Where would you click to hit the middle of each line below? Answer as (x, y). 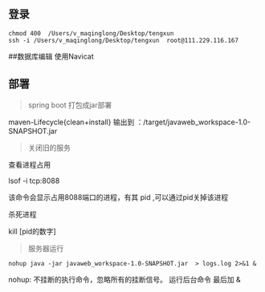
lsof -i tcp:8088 (34, 180)
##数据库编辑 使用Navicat (51, 56)
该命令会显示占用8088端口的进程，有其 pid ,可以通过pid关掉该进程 (118, 197)
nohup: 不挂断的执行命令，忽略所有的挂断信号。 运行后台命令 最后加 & (124, 279)
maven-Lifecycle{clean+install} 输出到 (71, 122)
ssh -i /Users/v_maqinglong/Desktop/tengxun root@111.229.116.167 (124, 40)
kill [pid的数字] (32, 231)
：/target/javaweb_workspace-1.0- (194, 122)
